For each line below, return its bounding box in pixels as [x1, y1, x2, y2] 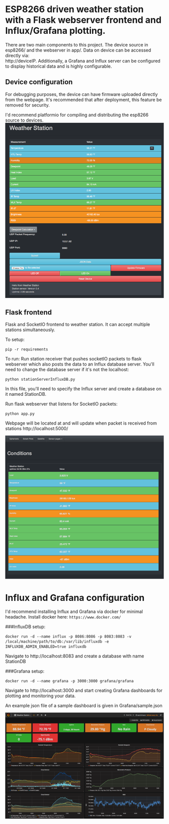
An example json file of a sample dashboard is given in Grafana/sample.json [5, 703, 162, 709]
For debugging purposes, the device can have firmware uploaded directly [5, 91, 158, 97]
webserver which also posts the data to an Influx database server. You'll [5, 361, 154, 367]
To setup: [5, 337, 25, 343]
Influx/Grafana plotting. [5, 25, 106, 36]
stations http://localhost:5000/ [5, 426, 68, 432]
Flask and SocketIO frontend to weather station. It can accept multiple [5, 322, 150, 328]
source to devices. [5, 117, 44, 123]
